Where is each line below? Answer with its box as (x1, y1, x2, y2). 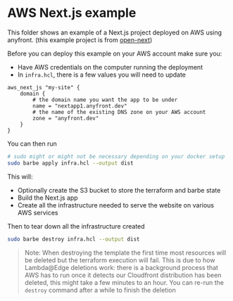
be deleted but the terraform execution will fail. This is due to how (24, 255, 215, 264)
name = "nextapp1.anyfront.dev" (32, 102, 128, 110)
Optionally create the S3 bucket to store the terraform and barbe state (17, 186, 221, 194)
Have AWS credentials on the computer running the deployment (17, 63, 203, 71)
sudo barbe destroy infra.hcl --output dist (7, 236, 140, 243)
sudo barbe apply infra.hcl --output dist (7, 160, 134, 167)
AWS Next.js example (7, 5, 137, 21)
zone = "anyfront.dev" (32, 115, 99, 122)
